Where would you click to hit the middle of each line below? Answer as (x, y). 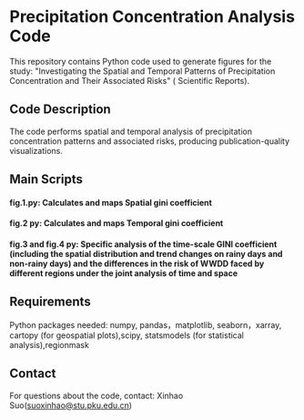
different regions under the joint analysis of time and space (124, 273)
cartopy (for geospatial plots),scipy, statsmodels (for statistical (127, 335)
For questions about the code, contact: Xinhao (96, 395)
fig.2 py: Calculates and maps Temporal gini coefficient (117, 223)
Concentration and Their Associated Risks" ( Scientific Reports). (130, 80)
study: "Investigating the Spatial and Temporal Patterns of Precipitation (142, 71)
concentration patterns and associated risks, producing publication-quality (150, 141)
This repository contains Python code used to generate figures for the (141, 61)
